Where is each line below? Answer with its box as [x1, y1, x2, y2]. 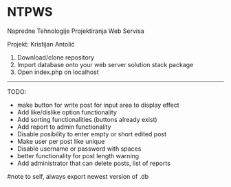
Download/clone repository [16, 53, 95, 62]
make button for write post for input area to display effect [16, 101, 180, 109]
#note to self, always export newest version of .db [7, 172, 149, 180]
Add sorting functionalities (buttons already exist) [16, 115, 157, 123]
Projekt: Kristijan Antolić [7, 40, 75, 48]
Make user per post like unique [16, 137, 105, 145]
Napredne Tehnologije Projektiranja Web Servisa [7, 27, 144, 35]
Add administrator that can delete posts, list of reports [16, 159, 170, 167]
